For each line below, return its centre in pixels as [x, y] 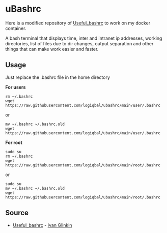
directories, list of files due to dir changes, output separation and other [79, 43]
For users [16, 87]
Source [17, 213]
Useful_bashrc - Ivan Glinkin [42, 225]
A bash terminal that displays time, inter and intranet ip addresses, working [84, 38]
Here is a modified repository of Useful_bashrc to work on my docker [78, 23]
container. [16, 28]
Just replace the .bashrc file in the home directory [58, 77]
